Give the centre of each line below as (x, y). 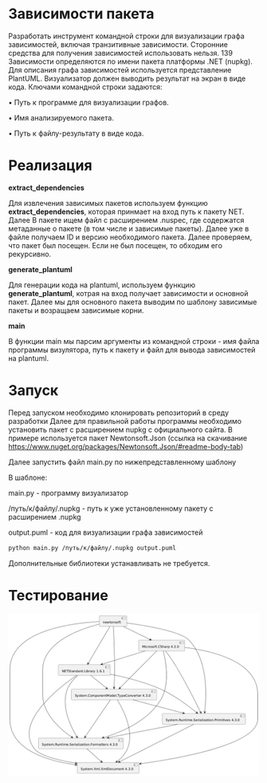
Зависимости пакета (81, 14)
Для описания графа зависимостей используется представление (120, 69)
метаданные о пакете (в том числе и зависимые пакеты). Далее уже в (129, 228)
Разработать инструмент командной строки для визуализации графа (126, 36)
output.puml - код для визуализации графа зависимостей (106, 532)
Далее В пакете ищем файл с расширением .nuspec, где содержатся (126, 219)
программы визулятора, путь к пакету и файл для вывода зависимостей (132, 350)
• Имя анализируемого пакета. (61, 117)
